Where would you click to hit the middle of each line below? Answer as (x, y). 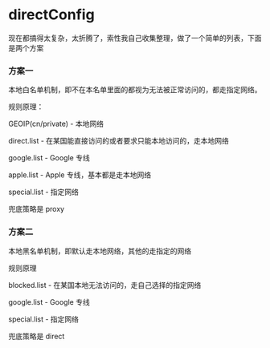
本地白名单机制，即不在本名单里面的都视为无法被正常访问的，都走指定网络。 (135, 90)
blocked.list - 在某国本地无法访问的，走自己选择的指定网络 (105, 285)
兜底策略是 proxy (37, 209)
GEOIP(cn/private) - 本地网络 (56, 124)
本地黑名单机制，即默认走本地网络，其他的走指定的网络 (100, 251)
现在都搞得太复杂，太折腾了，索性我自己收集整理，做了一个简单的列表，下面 (135, 38)
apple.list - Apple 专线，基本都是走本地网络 (80, 175)
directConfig (51, 15)
